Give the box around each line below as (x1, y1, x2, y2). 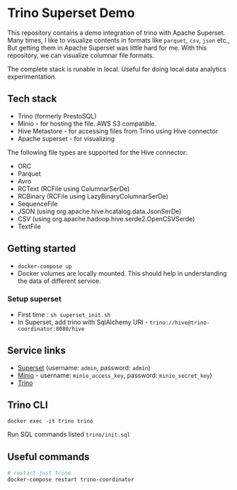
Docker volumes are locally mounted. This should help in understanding (17, 269, 227, 277)
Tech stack (7, 93, 57, 105)
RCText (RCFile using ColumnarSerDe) (17, 184, 130, 193)
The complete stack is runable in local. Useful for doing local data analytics (7, 65, 226, 73)
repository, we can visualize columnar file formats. (7, 51, 154, 60)
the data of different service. (17, 277, 101, 285)
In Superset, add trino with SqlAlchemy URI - (17, 318, 149, 326)
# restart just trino (7, 469, 71, 477)
